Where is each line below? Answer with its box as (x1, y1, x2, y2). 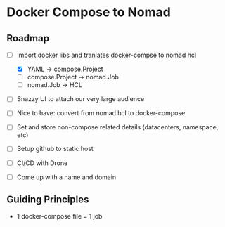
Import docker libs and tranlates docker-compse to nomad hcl (16, 51, 197, 59)
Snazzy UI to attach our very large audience (16, 95, 145, 103)
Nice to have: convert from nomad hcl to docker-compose (16, 109, 186, 117)
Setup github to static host (16, 145, 94, 153)
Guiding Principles (6, 194, 89, 206)
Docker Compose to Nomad (6, 4, 172, 20)
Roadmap (6, 32, 50, 44)
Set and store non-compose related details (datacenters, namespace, (16, 123, 219, 131)
